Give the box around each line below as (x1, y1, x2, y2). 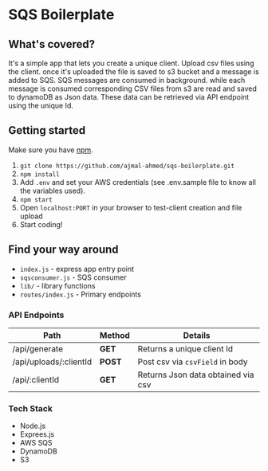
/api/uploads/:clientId (12, 356, 93, 367)
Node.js (19, 421, 46, 431)
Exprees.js (19, 430, 54, 439)
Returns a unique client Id (137, 343, 234, 354)
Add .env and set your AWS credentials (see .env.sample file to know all (19, 177, 257, 186)
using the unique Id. (8, 101, 74, 110)
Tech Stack (8, 402, 53, 414)
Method (99, 329, 130, 340)
